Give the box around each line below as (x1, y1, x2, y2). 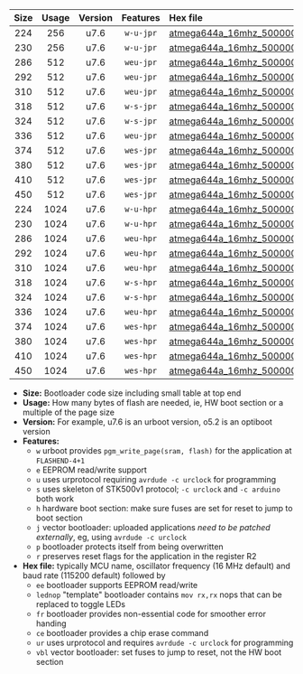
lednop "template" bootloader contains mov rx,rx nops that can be (35, 589, 282, 600)
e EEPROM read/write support (35, 464, 147, 475)
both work (35, 493, 75, 504)
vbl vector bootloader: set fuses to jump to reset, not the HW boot (35, 647, 282, 658)
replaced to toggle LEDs (35, 599, 126, 609)
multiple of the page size (22, 407, 115, 417)
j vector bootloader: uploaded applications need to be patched (35, 522, 271, 532)
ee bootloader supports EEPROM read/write (35, 580, 198, 590)
